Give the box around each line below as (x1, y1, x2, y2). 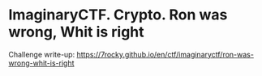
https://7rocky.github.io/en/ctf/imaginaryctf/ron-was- (76, 49, 254, 59)
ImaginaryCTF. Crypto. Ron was (8, 6, 228, 24)
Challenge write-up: (8, 49, 75, 59)
